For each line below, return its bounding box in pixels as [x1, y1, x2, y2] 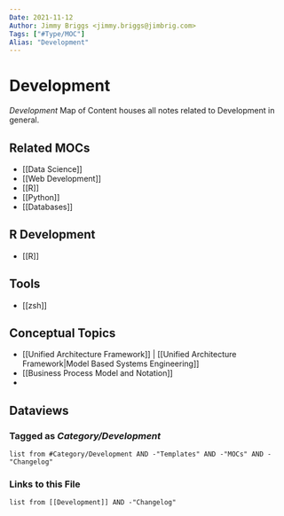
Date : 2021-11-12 [9, 12, 74, 22]
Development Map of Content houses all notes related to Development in [9, 106, 275, 116]
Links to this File [9, 478, 82, 490]
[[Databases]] [21, 201, 74, 212]
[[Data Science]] [21, 164, 83, 174]
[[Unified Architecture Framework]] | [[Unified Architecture [21, 349, 237, 360]
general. [9, 114, 40, 125]
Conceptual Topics [9, 325, 116, 341]
